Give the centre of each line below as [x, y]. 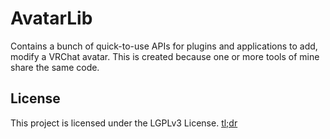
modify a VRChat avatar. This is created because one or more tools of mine [165, 56]
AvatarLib [51, 18]
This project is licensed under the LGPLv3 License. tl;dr [124, 123]
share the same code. [55, 67]
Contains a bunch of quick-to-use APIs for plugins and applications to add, [164, 46]
